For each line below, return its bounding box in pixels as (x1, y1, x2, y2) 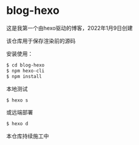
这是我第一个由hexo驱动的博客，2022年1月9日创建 (6, 24, 133, 31)
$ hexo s (6, 97, 29, 103)
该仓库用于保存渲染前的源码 (6, 37, 76, 44)
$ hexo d (6, 121, 29, 127)
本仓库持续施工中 (6, 132, 49, 140)
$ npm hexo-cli (6, 68, 45, 74)
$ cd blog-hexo (6, 62, 45, 68)
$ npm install (6, 73, 42, 79)
